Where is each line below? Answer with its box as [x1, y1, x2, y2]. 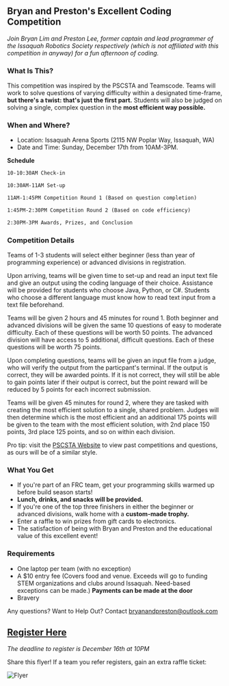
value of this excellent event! [16, 532, 98, 540]
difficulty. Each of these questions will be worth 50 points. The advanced [7, 329, 213, 337]
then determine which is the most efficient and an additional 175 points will [7, 414, 217, 422]
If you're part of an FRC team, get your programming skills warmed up [16, 481, 215, 489]
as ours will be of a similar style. [7, 448, 98, 457]
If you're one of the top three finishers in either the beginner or [16, 503, 194, 511]
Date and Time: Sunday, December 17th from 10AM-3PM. [16, 143, 178, 151]
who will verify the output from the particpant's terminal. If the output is [7, 364, 208, 372]
